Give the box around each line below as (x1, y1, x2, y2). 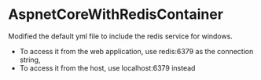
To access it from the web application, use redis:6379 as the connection (19, 46, 254, 56)
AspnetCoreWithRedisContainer (8, 5, 224, 24)
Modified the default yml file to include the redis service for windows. (8, 31, 233, 41)
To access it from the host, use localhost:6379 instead (19, 63, 196, 72)
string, (19, 55, 41, 64)
